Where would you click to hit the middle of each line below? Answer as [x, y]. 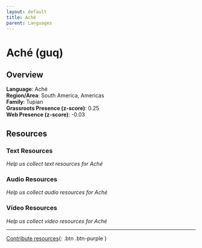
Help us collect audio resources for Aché [57, 192]
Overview [25, 75]
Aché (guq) [35, 53]
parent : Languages [29, 23]
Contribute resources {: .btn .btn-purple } [57, 238]
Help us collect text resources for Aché [55, 164]
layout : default [26, 12]
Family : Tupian [25, 102]
